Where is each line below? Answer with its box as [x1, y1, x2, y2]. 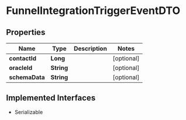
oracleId [9, 64, 33, 72]
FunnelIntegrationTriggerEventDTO [6, 4, 180, 17]
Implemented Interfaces [6, 93, 96, 103]
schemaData [9, 73, 45, 81]
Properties [6, 27, 46, 37]
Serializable [14, 108, 43, 115]
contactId [9, 54, 37, 62]
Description [74, 45, 107, 52]
